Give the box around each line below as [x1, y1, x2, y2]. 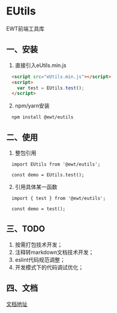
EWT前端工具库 [6, 25, 45, 32]
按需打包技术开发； [14, 240, 63, 248]
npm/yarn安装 [14, 102, 50, 109]
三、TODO [6, 224, 45, 234]
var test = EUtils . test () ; [17, 85, 85, 91]
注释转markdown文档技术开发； [14, 248, 94, 256]
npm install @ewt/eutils [11, 114, 74, 120]
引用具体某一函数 [14, 183, 58, 191]
